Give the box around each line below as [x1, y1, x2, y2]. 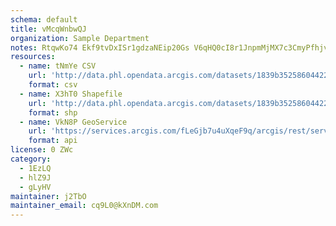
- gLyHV [19, 182, 52, 192]
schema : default [10, 14, 78, 25]
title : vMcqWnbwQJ [10, 24, 87, 34]
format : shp [28, 107, 78, 118]
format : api [28, 136, 78, 146]
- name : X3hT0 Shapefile [19, 89, 123, 99]
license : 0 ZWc [10, 145, 74, 155]
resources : [10, 52, 56, 62]
